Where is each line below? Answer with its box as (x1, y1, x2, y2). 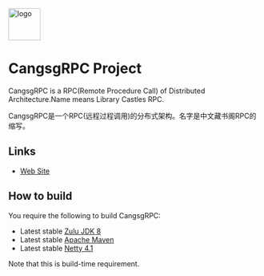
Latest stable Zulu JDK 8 (19, 226, 102, 236)
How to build (8, 189, 73, 203)
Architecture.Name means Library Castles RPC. (8, 94, 165, 103)
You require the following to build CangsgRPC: (8, 210, 162, 220)
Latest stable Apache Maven (19, 234, 114, 244)
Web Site (19, 166, 50, 176)
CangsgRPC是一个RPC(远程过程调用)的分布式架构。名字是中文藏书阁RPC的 (8, 111, 257, 120)
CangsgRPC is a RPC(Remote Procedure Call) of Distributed (8, 86, 206, 95)
